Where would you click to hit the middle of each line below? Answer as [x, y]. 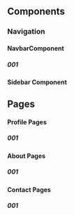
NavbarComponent [36, 48]
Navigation [26, 32]
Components [36, 12]
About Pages [27, 156]
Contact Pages [29, 190]
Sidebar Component [37, 82]
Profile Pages [27, 122]
